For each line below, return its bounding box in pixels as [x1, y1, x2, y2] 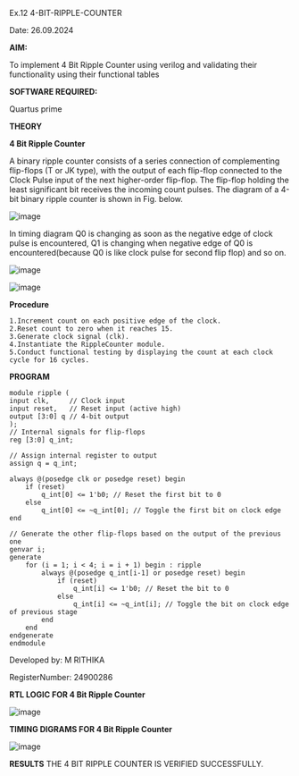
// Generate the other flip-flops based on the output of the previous [9, 529, 281, 538]
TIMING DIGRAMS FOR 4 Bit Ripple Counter [9, 724, 172, 734]
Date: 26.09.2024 [9, 25, 74, 35]
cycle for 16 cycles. [9, 356, 90, 365]
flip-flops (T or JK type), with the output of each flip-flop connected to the [9, 165, 283, 175]
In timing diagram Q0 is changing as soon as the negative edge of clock [9, 228, 274, 239]
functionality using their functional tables [9, 69, 160, 80]
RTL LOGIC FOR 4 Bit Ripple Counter [9, 689, 145, 700]
